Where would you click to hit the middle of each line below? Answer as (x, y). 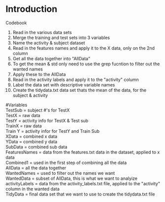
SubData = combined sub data (37, 147)
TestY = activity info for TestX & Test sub (47, 121)
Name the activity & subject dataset (49, 42)
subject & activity (30, 95)
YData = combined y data (32, 141)
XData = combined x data (32, 136)
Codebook (16, 23)
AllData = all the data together (36, 168)
